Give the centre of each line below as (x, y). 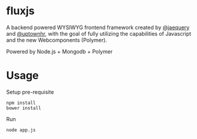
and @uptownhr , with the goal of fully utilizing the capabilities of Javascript (99, 33)
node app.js (21, 130)
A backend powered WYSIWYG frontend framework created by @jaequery (98, 27)
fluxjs (20, 11)
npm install (21, 103)
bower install (24, 108)
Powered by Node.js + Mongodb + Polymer (59, 51)
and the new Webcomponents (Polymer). (57, 40)
